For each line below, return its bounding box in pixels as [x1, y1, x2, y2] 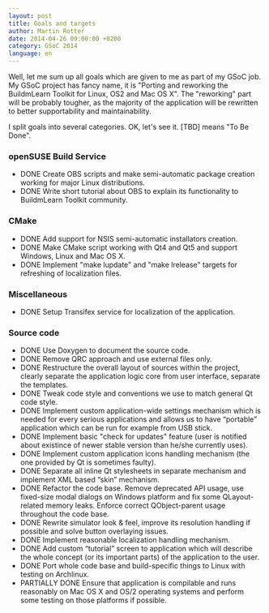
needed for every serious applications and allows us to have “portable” [19, 414, 258, 424]
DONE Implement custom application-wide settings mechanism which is [19, 406, 262, 416]
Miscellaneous [8, 289, 67, 300]
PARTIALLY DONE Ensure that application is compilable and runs [19, 578, 237, 588]
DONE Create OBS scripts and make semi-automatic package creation [19, 169, 255, 179]
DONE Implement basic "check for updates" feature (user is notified [19, 431, 247, 442]
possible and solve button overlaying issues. [19, 526, 169, 536]
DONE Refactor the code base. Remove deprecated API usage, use [19, 483, 245, 493]
